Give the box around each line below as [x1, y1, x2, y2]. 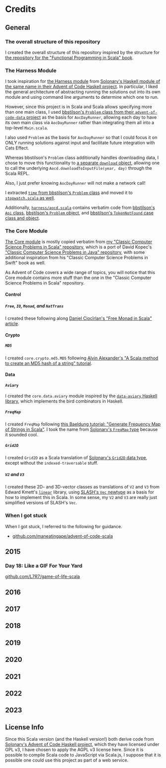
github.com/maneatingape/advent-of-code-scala [12, 533, 113, 539]
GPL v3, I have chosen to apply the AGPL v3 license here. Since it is [5, 747, 144, 753]
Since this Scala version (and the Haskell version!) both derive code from [5, 736, 154, 742]
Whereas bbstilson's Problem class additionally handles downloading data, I [5, 155, 159, 161]
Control [5, 291, 21, 297]
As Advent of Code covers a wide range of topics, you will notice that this [5, 270, 155, 276]
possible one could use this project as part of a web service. [5, 757, 129, 763]
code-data [5, 115, 26, 120]
